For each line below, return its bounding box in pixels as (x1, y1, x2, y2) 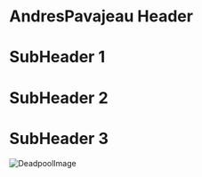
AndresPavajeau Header (9, 6, 194, 27)
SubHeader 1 (9, 47, 105, 68)
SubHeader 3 (9, 128, 109, 149)
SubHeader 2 (9, 87, 109, 108)
